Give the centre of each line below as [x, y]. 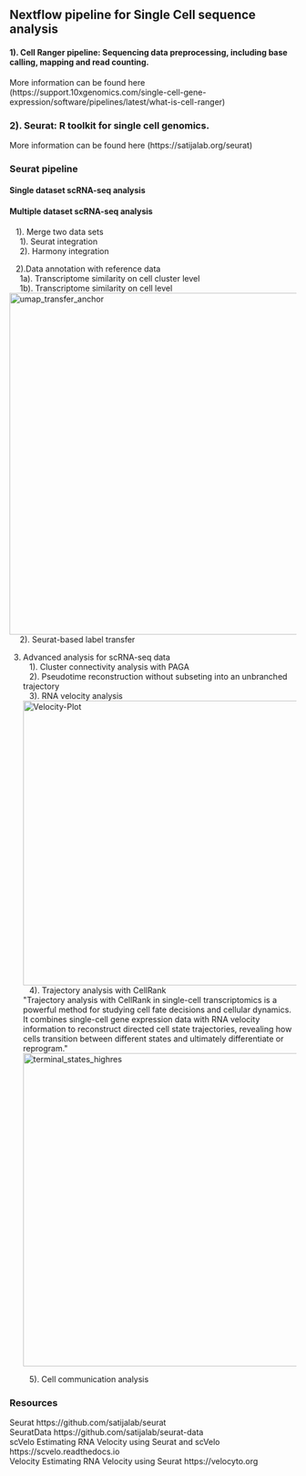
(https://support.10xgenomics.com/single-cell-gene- [108, 92]
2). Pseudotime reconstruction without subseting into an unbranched [158, 676]
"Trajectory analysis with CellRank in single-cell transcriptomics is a [150, 999]
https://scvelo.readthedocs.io [65, 1451]
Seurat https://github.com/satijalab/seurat [88, 1422]
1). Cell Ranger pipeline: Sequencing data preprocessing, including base [149, 52]
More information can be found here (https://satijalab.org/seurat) [131, 145]
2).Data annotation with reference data [88, 269]
